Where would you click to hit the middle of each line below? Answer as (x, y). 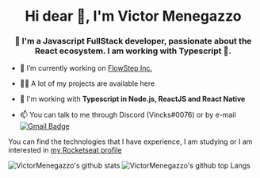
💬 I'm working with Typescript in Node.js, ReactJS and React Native (132, 99)
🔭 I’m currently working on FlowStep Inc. (86, 68)
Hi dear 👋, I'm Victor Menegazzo (133, 16)
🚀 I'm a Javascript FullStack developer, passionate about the (133, 41)
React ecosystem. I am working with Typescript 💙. (133, 51)
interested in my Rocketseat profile (65, 150)
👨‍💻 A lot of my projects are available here (87, 83)
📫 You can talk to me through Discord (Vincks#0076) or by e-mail (128, 115)
